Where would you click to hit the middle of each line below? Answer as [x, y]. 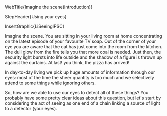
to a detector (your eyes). [31, 108]
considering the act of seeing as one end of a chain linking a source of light [83, 103]
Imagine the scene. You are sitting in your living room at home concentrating [83, 36]
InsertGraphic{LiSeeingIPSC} [35, 26]
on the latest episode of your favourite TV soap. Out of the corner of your [81, 41]
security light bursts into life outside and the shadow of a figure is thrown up [83, 57]
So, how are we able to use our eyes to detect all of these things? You [77, 92]
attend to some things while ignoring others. [51, 83]
